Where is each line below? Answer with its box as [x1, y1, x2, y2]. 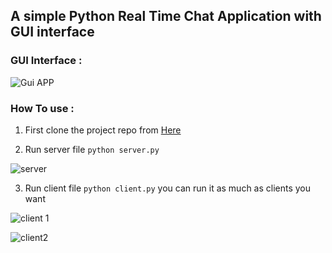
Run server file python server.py [24, 143, 160, 155]
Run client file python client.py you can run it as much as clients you [24, 182, 312, 194]
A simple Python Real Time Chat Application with [10, 8, 322, 25]
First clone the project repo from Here [24, 124, 182, 136]
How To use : [10, 101, 75, 115]
